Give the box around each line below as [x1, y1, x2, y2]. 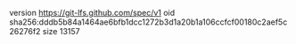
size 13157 [42, 26, 80, 36]
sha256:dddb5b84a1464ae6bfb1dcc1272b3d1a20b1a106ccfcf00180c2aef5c [9, 17, 288, 27]
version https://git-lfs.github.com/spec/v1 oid [9, 8, 176, 18]
